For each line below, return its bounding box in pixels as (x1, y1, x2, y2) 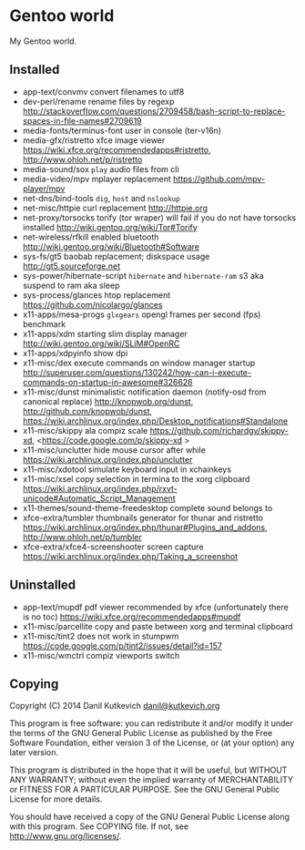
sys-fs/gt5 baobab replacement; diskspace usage (22, 251, 210, 261)
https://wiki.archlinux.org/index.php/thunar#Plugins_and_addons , (22, 521, 268, 533)
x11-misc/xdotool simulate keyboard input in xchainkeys (22, 464, 232, 475)
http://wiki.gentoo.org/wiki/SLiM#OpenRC (22, 338, 180, 349)
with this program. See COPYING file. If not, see (9, 821, 189, 832)
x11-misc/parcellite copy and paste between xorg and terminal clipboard (22, 620, 293, 631)
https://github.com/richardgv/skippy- (149, 425, 290, 435)
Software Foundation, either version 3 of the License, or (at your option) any (9, 737, 295, 748)
